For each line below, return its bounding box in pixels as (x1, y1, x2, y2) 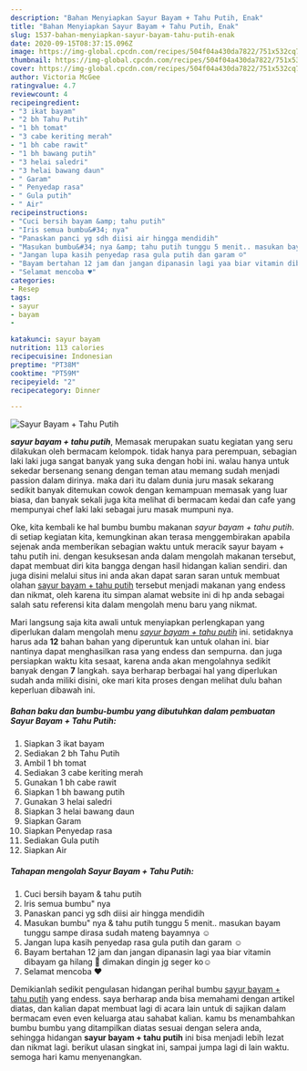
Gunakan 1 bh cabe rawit (23, 777, 118, 788)
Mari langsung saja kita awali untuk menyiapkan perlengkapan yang (10, 617, 265, 628)
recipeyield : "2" (10, 377, 77, 386)
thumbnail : (10, 56, 52, 65)
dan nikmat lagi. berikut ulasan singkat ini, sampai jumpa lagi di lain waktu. (10, 1042, 290, 1053)
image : (10, 47, 36, 57)
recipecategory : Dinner (10, 386, 101, 395)
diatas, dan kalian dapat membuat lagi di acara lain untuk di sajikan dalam (10, 1004, 286, 1014)
